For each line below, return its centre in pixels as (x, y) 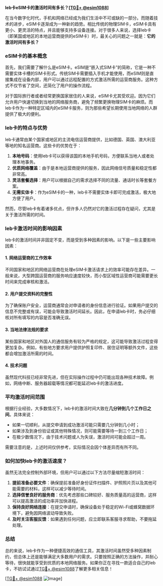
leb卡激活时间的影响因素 (34, 228)
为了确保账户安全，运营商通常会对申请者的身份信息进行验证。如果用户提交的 (81, 306)
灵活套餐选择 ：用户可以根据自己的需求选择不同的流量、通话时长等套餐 (82, 180)
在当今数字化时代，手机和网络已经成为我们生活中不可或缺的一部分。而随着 (79, 18)
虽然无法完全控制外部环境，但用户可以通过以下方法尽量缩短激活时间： (75, 472)
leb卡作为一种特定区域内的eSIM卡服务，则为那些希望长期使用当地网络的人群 (81, 108)
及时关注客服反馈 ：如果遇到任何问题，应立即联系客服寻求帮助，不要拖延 (84, 519)
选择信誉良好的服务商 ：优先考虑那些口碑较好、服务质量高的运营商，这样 (84, 495)
